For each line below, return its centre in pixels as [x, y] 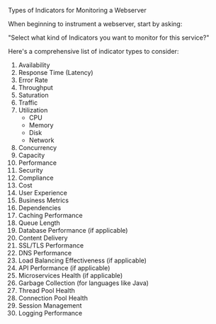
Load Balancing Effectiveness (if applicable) [83, 260]
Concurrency [38, 147]
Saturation [33, 95]
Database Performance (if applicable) [73, 230]
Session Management [50, 306]
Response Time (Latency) [56, 73]
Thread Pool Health [46, 290]
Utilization [33, 110]
